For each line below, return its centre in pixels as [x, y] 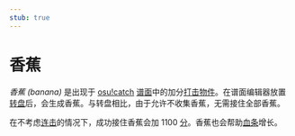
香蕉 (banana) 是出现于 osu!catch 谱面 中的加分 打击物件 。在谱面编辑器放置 [147, 92]
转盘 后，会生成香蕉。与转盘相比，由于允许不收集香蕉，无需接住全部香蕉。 [147, 103]
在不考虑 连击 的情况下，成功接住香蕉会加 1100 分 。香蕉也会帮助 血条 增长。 [146, 122]
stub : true [30, 18]
